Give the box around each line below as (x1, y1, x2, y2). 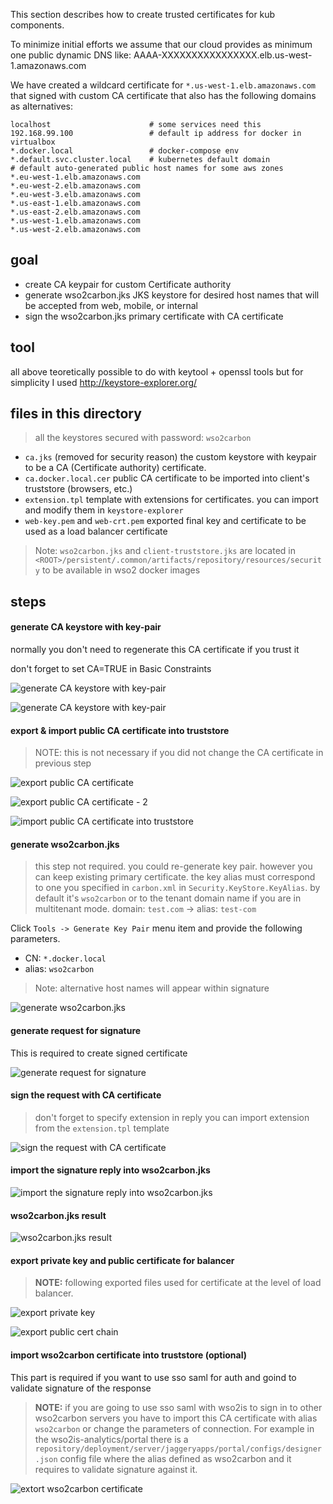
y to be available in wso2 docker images (34, 564, 201, 576)
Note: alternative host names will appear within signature (34, 982, 270, 994)
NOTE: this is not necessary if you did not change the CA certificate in (34, 747, 324, 759)
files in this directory (10, 405, 142, 423)
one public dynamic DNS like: (10, 49, 132, 61)
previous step (34, 757, 92, 769)
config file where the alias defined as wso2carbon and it (59, 1452, 292, 1464)
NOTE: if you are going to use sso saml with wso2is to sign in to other (34, 1401, 323, 1413)
